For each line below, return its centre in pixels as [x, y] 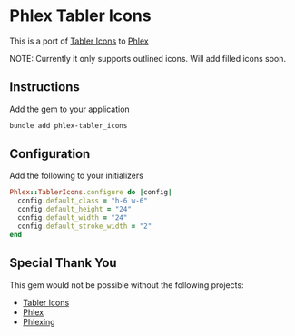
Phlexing [39, 321]
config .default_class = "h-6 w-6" [83, 201]
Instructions [44, 87]
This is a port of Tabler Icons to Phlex [79, 41]
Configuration [50, 154]
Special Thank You [63, 263]
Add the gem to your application [69, 109]
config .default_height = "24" [74, 210]
